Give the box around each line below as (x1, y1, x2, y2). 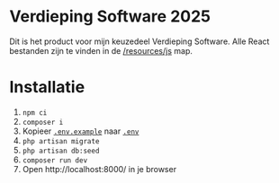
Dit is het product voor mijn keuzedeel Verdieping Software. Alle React (9, 36, 270, 47)
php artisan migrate (22, 136, 100, 145)
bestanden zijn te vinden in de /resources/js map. (9, 45, 193, 56)
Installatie (9, 77, 85, 98)
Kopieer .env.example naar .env (22, 126, 139, 136)
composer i (22, 118, 64, 126)
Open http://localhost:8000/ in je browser (22, 163, 177, 174)
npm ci (22, 108, 48, 118)
